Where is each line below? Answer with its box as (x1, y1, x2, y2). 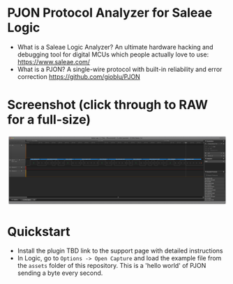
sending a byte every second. (17, 269, 103, 277)
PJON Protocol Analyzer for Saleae (7, 5, 213, 21)
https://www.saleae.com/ (17, 57, 91, 66)
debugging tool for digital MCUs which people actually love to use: (17, 50, 209, 59)
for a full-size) (7, 112, 91, 128)
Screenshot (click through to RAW (7, 97, 208, 113)
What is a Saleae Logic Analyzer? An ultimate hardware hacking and (17, 43, 213, 51)
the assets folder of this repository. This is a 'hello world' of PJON (17, 262, 206, 270)
